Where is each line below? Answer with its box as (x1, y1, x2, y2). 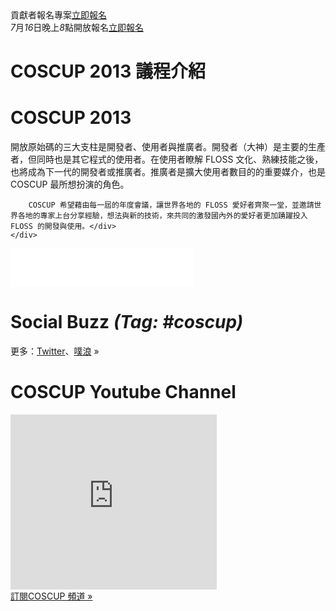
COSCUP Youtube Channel (10, 381, 237, 404)
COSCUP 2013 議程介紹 (10, 60, 206, 83)
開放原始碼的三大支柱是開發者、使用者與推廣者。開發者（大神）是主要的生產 (10, 141, 326, 153)
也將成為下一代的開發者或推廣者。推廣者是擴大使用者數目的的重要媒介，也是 (10, 166, 326, 178)
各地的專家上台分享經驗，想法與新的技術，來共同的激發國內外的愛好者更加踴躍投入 (17, 211, 308, 221)
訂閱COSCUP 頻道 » (10, 590, 93, 602)
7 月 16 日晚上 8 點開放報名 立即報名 (10, 22, 144, 33)
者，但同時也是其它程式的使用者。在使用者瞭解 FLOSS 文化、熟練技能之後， (10, 153, 324, 166)
